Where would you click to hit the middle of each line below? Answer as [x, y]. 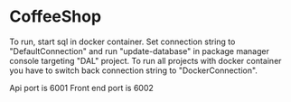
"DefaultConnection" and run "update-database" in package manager [139, 51]
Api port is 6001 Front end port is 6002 [81, 88]
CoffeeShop [56, 17]
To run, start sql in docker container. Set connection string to [122, 42]
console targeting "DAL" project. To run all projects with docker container [145, 60]
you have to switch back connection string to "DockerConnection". [133, 70]
